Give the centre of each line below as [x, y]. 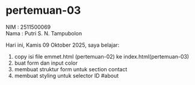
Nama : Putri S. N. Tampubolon [44, 33]
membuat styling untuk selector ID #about [67, 75]
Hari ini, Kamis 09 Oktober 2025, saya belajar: [63, 45]
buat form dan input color [46, 63]
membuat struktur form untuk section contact [71, 69]
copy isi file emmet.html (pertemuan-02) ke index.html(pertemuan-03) [102, 56]
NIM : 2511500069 [28, 27]
